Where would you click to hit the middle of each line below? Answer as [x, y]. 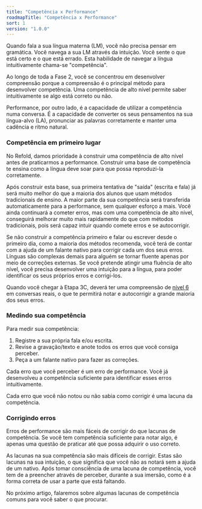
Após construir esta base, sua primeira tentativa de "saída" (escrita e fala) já [101, 187]
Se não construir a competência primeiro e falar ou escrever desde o [92, 237]
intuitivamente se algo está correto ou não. [59, 96]
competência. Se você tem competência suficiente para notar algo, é [92, 438]
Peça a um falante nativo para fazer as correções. [77, 359]
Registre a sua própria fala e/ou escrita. [64, 340]
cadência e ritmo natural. [37, 127]
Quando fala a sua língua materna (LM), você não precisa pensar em [91, 46]
